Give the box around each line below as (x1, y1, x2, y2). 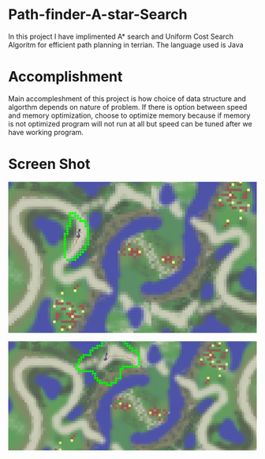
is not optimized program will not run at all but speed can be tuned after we (8, 119, 252, 128)
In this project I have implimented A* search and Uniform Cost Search (8, 32, 234, 41)
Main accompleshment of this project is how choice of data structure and (8, 93, 247, 103)
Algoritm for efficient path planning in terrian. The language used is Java (8, 40, 244, 49)
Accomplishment (8, 68, 123, 86)
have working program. (8, 127, 84, 137)
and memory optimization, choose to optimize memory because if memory (8, 111, 251, 120)
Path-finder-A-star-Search (8, 6, 188, 24)
